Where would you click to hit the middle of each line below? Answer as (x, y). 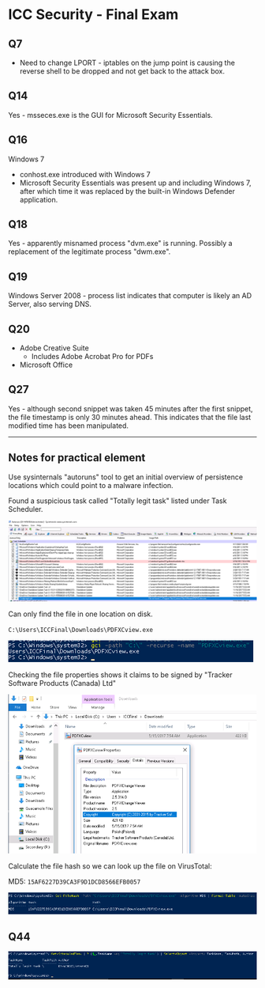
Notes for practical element (77, 458)
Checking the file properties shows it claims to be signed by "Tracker (120, 675)
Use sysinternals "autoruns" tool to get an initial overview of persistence (125, 477)
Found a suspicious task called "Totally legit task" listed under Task (118, 501)
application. (39, 199)
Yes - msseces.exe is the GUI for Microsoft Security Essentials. (110, 115)
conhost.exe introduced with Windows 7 (85, 174)
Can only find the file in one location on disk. (80, 614)
